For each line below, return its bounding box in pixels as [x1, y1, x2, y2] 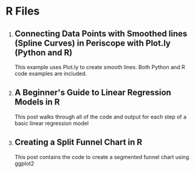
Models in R [14, 97, 60, 107]
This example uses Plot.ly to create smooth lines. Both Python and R [14, 64, 186, 70]
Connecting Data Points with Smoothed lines [14, 29, 188, 39]
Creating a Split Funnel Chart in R [14, 137, 143, 148]
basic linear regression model [14, 120, 89, 127]
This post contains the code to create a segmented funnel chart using [14, 153, 190, 160]
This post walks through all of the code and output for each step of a [14, 113, 186, 120]
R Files [5, 4, 40, 18]
